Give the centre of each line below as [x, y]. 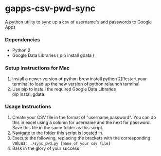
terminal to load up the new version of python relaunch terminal [76, 84]
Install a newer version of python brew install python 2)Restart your [79, 79]
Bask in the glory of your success [45, 148]
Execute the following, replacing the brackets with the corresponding [81, 138]
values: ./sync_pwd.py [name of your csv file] [61, 143]
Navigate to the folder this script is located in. [58, 133]
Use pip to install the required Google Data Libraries [64, 89]
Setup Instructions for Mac [37, 68]
